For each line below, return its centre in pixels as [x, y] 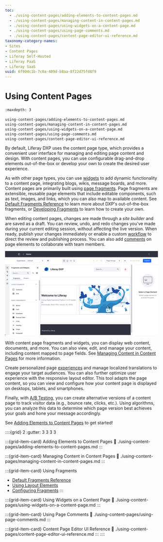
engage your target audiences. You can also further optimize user [71, 373]
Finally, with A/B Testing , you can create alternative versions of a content [78, 398]
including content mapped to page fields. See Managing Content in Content [81, 353]
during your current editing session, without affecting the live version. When [81, 229]
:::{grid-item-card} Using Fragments [41, 471]
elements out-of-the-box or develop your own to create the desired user [77, 164]
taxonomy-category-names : [31, 41]
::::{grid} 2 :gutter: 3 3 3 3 [31, 432]
